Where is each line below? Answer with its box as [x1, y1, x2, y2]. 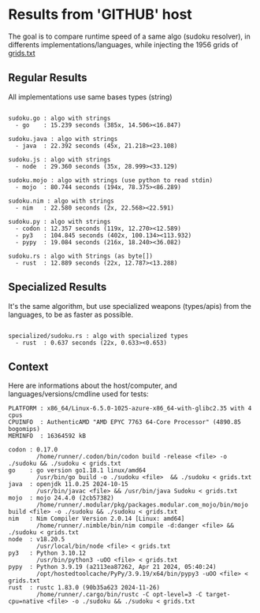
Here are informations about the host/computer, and [8, 381, 177, 391]
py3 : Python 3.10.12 [8, 549, 87, 557]
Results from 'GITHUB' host [8, 6, 193, 24]
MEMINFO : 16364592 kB [8, 432, 87, 440]
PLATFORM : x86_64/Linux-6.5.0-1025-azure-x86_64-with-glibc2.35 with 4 [8, 404, 252, 413]
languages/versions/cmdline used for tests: [8, 389, 149, 399]
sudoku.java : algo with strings [8, 135, 118, 143]
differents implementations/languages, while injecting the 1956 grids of [8, 39, 239, 49]
